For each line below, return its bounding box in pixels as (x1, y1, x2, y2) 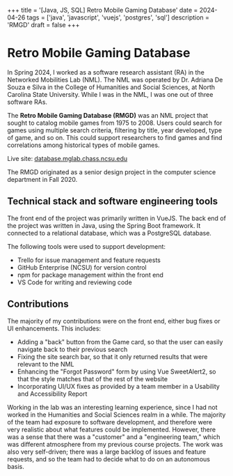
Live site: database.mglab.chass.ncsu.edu (7, 154, 128, 162)
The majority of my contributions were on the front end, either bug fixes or (7, 316, 220, 325)
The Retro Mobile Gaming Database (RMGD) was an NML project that (7, 111, 209, 119)
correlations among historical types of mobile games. (7, 141, 160, 149)
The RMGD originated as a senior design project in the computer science (7, 167, 216, 176)
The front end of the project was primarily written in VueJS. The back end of (7, 214, 226, 222)
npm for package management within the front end (17, 270, 163, 279)
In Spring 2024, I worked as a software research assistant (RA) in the (7, 68, 205, 76)
